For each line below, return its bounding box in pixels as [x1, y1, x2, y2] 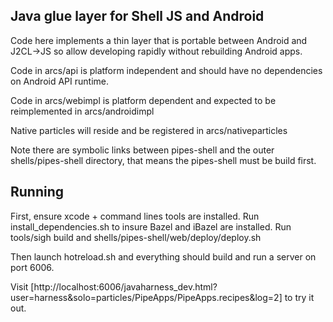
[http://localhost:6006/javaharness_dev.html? [30, 280, 218, 293]
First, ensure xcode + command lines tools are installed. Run [10, 210, 260, 222]
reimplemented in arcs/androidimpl [10, 105, 155, 117]
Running [10, 184, 65, 201]
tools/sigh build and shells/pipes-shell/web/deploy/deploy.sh [10, 231, 262, 243]
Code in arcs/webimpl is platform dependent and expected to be [10, 94, 277, 106]
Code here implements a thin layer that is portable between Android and [10, 34, 308, 46]
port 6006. [10, 261, 55, 273]
